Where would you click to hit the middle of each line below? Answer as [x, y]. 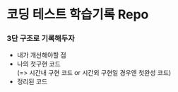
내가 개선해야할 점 [41, 55]
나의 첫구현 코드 [38, 64]
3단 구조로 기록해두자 [41, 38]
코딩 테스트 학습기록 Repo [78, 15]
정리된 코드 [32, 81]
